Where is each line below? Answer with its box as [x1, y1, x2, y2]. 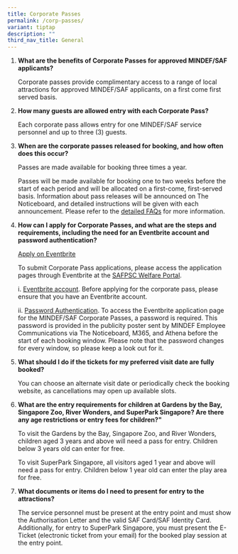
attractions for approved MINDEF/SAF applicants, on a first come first [17, 85, 222, 94]
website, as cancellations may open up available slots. [17, 387, 177, 395]
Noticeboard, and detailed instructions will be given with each [17, 200, 199, 208]
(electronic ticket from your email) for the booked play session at [38, 531, 227, 540]
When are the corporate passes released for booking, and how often [17, 142, 224, 150]
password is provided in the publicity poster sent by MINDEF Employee [17, 321, 226, 330]
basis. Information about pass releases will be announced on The [17, 192, 209, 201]
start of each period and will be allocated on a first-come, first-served [17, 184, 222, 193]
